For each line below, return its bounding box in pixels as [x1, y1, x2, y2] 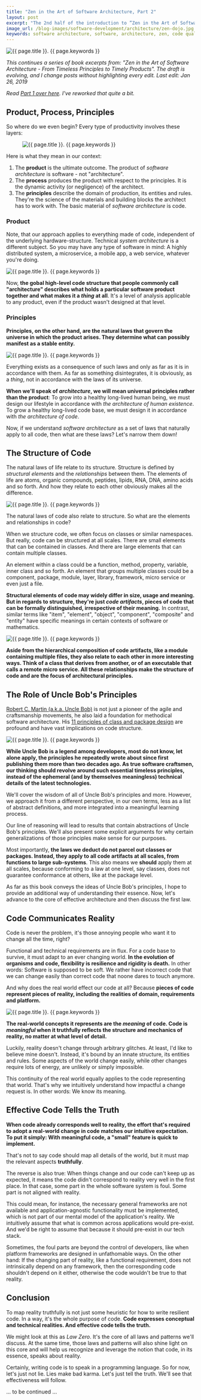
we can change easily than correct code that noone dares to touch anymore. [6, 972, 195, 979]
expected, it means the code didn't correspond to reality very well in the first [6, 1176, 195, 1183]
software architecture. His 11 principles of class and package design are [6, 718, 184, 725]
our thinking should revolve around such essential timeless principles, [6, 767, 185, 774]
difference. [6, 489, 33, 497]
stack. [6, 1232, 22, 1239]
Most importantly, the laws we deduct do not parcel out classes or [6, 846, 172, 854]
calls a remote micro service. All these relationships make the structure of [6, 666, 194, 673]
